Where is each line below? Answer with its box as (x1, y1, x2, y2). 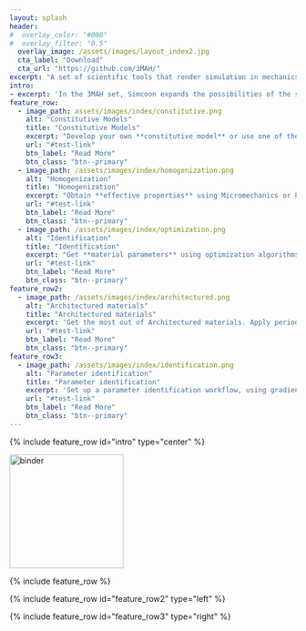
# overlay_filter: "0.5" (9, 38, 107, 48)
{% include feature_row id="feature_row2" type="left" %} (9, 593, 226, 604)
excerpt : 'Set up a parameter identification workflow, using (25, 386, 267, 395)
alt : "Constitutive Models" (25, 115, 132, 124)
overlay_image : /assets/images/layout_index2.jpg (17, 47, 209, 56)
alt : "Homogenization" (25, 174, 112, 183)
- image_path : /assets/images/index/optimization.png (17, 225, 226, 234)
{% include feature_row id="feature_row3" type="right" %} (9, 611, 232, 622)
